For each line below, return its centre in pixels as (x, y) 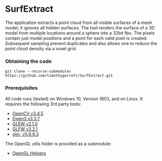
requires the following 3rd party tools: (43, 104)
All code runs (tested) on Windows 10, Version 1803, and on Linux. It (74, 98)
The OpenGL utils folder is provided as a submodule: (58, 143)
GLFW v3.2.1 (25, 129)
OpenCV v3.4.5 (28, 113)
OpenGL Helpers (29, 153)
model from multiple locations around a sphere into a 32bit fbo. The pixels (80, 33)
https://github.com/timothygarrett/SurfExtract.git (59, 76)
